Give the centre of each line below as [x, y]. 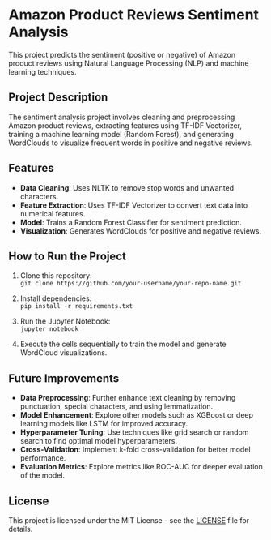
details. [21, 529]
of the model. [42, 475]
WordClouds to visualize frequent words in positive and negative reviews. [131, 143]
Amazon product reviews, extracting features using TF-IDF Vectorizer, [125, 125]
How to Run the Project [68, 256]
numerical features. [53, 213]
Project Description [58, 98]
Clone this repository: [56, 276]
